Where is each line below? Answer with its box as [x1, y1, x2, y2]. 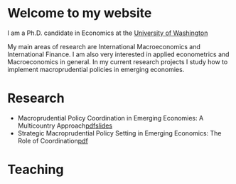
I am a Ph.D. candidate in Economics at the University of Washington [7, 29, 208, 37]
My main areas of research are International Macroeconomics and [7, 42, 201, 51]
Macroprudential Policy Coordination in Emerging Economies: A [17, 113, 204, 122]
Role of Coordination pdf [17, 136, 89, 145]
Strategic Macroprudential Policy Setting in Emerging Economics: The [17, 128, 222, 137]
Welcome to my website [7, 5, 152, 21]
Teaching [7, 162, 64, 178]
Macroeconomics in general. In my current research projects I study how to [7, 57, 228, 66]
